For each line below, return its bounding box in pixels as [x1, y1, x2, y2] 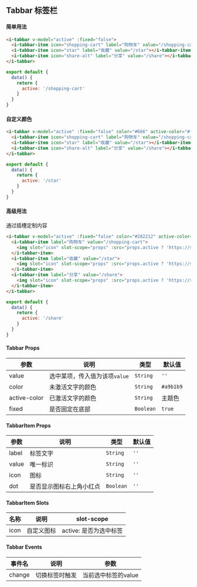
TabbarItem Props [6, 422, 51, 429]
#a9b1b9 [161, 383, 183, 390]
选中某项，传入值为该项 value [49, 372, 129, 380]
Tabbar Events [6, 543, 42, 550]
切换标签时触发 [35, 571, 77, 579]
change [9, 571, 30, 579]
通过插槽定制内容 [6, 222, 47, 228]
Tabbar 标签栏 [6, 5, 58, 16]
